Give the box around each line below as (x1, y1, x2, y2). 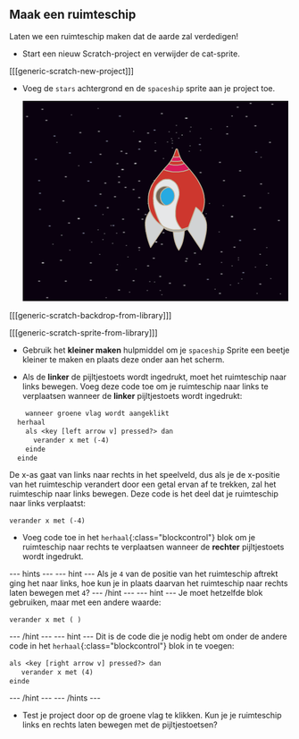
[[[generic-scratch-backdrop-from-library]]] (9, 310, 172, 320)
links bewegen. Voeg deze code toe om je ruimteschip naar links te (21, 380, 270, 392)
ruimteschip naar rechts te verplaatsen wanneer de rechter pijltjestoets (21, 541, 285, 552)
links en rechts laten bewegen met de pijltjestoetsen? (21, 719, 218, 730)
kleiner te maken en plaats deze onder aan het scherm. (21, 353, 225, 365)
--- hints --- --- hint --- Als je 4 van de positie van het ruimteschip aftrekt (9, 568, 278, 579)
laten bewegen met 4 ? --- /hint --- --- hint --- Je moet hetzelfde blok (9, 587, 263, 598)
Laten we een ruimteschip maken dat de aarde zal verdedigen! (9, 30, 239, 41)
